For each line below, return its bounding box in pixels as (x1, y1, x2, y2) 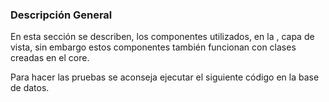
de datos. (10, 82, 50, 94)
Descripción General (10, 8, 113, 22)
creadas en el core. (10, 52, 90, 64)
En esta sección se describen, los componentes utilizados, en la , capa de (10, 31, 315, 43)
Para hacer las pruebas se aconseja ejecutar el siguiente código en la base (10, 71, 320, 83)
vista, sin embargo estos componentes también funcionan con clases (10, 41, 297, 53)
